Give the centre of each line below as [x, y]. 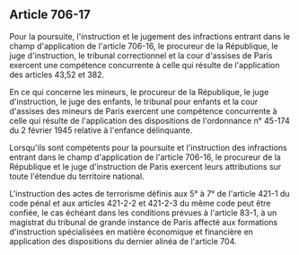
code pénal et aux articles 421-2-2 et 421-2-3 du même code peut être [140, 203]
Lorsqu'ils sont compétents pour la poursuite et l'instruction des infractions [148, 147]
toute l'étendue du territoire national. [77, 176]
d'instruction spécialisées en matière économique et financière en [132, 232]
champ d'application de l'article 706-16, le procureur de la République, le [144, 46]
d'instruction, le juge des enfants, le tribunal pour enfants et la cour [134, 101]
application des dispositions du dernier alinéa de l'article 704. [123, 241]
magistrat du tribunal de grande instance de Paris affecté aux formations [144, 222]
